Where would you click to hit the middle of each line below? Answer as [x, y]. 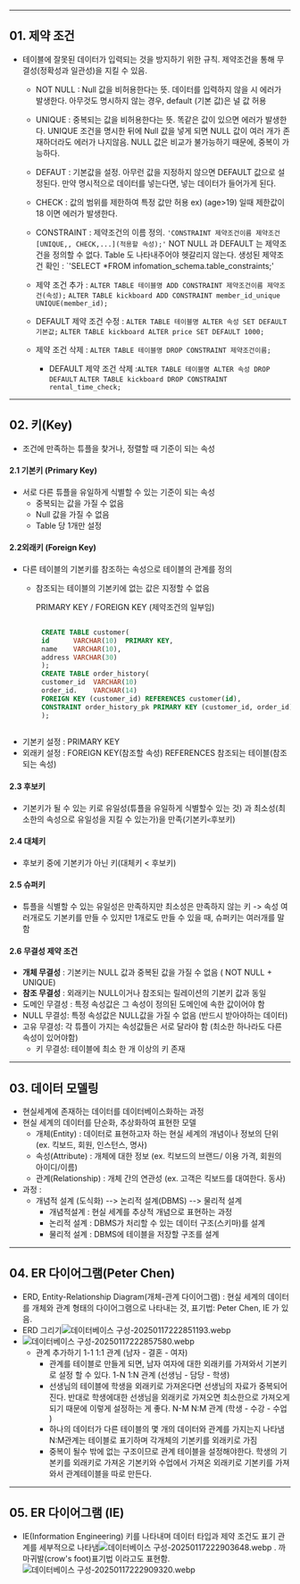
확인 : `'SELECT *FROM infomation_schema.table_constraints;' [159, 265]
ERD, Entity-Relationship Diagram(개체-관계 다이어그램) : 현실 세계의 [144, 1296]
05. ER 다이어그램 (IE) [67, 1513]
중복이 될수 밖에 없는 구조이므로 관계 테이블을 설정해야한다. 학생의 [163, 1451]
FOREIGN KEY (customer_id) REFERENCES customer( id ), [142, 699]
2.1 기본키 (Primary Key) [54, 471]
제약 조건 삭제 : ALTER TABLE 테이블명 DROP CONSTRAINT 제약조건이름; [153, 349]
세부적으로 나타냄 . [158, 1547]
